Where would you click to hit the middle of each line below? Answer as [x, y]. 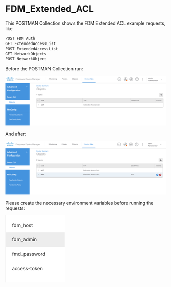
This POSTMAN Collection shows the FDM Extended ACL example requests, [86, 23]
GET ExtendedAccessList [31, 43]
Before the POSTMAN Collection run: [44, 68]
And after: [16, 134]
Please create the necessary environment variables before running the [79, 203]
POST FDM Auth [20, 38]
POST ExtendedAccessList [32, 49]
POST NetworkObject [26, 59]
